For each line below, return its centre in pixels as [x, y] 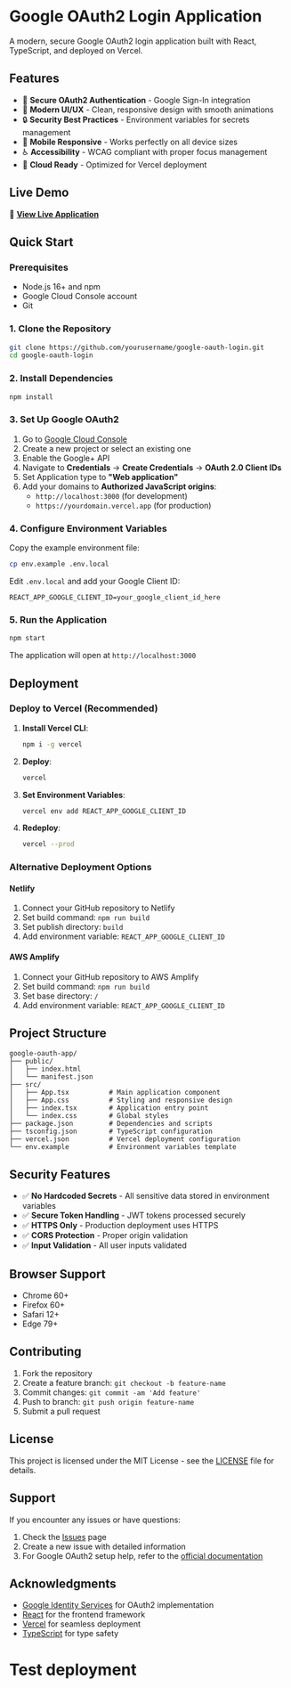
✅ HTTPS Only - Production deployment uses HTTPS [120, 1226]
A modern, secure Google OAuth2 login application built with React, [133, 41]
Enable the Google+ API [66, 458]
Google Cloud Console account [80, 297]
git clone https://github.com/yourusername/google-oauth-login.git [137, 347]
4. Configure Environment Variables [88, 528]
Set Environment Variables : [74, 795]
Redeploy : [41, 828]
